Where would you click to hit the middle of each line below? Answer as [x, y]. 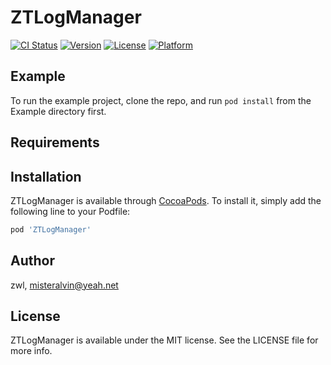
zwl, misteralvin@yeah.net [64, 285]
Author [32, 261]
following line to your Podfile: [70, 211]
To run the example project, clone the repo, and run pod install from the [161, 100]
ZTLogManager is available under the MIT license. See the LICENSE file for [164, 340]
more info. [31, 351]
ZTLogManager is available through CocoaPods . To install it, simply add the [166, 200]
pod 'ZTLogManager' [51, 229]
